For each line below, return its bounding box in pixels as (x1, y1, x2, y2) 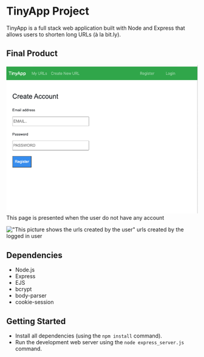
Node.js (15, 266, 35, 274)
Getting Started (6, 316, 66, 326)
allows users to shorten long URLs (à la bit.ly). (6, 30, 121, 38)
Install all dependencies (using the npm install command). (15, 332, 163, 339)
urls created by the (136, 226, 184, 233)
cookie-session (15, 299, 54, 306)
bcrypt (15, 285, 32, 293)
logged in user (6, 233, 42, 240)
